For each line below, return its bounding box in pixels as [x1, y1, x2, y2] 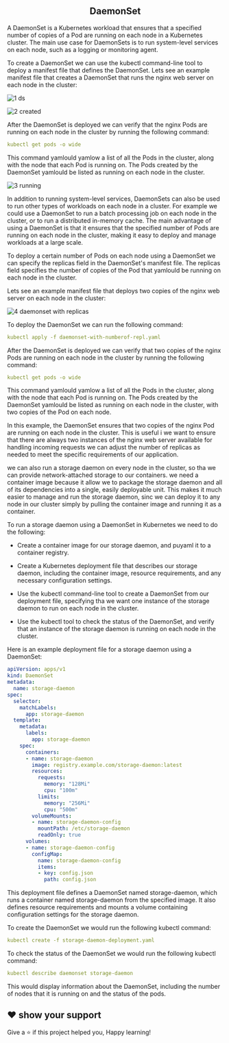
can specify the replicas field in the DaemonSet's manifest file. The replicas [7, 258, 221, 267]
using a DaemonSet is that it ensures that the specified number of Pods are [7, 223, 219, 232]
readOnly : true [37, 832, 81, 839]
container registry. [16, 548, 69, 557]
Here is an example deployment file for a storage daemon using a [7, 646, 192, 654]
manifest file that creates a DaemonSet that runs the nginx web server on [7, 73, 214, 82]
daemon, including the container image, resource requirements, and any [16, 569, 221, 578]
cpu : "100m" [43, 787, 78, 794]
